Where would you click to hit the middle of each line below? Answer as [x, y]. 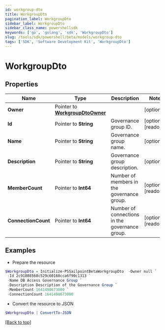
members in [124, 182]
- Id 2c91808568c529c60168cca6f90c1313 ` [49, 276]
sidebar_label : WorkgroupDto [35, 23]
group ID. [122, 127]
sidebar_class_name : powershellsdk [41, 28]
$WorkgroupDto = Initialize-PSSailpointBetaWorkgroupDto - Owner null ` [81, 271]
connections [125, 214]
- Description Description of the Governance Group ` [62, 285]
